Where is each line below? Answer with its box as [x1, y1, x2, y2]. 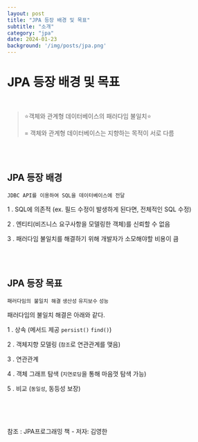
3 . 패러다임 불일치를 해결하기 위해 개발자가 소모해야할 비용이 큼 [7, 234, 179, 242]
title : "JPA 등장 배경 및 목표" [7, 17, 91, 24]
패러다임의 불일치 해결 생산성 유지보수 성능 [7, 297, 109, 305]
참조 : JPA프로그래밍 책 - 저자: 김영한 [7, 427, 108, 435]
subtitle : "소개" [7, 23, 54, 30]
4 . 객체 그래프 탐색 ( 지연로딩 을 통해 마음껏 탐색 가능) [7, 369, 147, 378]
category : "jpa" [7, 29, 54, 37]
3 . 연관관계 [7, 355, 39, 363]
